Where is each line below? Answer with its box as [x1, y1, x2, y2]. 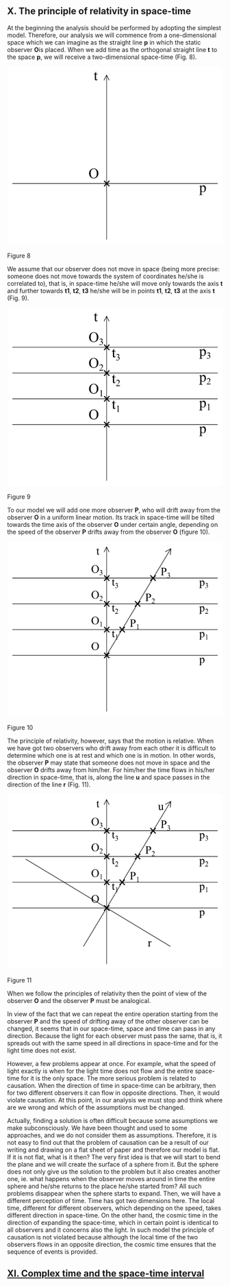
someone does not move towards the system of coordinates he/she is [7, 272, 204, 280]
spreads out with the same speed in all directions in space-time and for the [7, 1039, 219, 1048]
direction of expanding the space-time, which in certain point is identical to [7, 1219, 219, 1227]
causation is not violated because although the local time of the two [7, 1233, 199, 1241]
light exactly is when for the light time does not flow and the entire [7, 1067, 194, 1075]
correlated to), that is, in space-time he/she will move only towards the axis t [7, 279, 223, 287]
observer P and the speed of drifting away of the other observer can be [7, 1017, 209, 1026]
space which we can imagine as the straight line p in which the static [7, 38, 201, 47]
